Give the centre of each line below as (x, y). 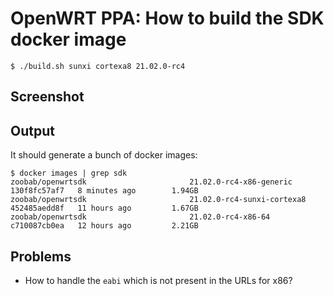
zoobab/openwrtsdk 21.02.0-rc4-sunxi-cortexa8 (158, 200)
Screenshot (47, 97)
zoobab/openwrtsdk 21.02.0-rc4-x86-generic (151, 182)
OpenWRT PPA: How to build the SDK (167, 18)
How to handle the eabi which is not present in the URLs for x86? (158, 280)
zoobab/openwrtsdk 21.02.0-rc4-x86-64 (140, 217)
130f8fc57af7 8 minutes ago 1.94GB (104, 191)
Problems (41, 256)
